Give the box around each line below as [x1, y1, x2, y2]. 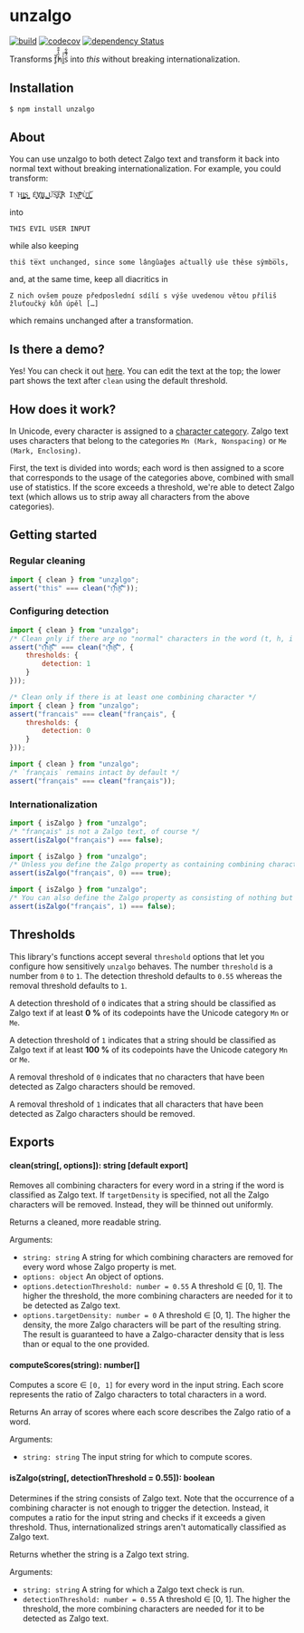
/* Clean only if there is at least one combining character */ [9, 692, 257, 701]
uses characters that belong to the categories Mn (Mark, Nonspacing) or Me [9, 435, 288, 446]
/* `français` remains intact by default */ [9, 768, 180, 777]
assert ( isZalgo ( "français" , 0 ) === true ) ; [9, 868, 172, 878]
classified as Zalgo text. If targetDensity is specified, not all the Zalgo [9, 1189, 270, 1200]
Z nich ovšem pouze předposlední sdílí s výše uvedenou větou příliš [9, 291, 278, 300]
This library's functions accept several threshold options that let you [9, 951, 265, 962]
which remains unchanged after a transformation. [9, 315, 194, 327]
